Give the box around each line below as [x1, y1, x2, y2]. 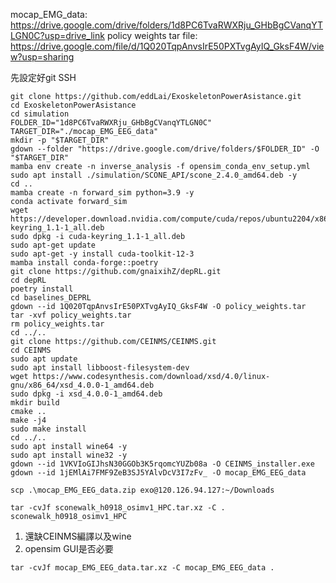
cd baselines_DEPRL [10, 293, 92, 303]
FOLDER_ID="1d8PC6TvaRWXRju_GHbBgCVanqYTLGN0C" [10, 118, 213, 128]
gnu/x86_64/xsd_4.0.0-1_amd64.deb [10, 380, 155, 390]
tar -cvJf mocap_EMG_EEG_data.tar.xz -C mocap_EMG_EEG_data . [10, 563, 275, 573]
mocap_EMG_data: [10, 9, 88, 20]
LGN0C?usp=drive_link [10, 30, 105, 41]
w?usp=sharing [10, 51, 75, 63]
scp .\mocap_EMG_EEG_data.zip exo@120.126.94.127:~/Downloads [10, 485, 275, 495]
